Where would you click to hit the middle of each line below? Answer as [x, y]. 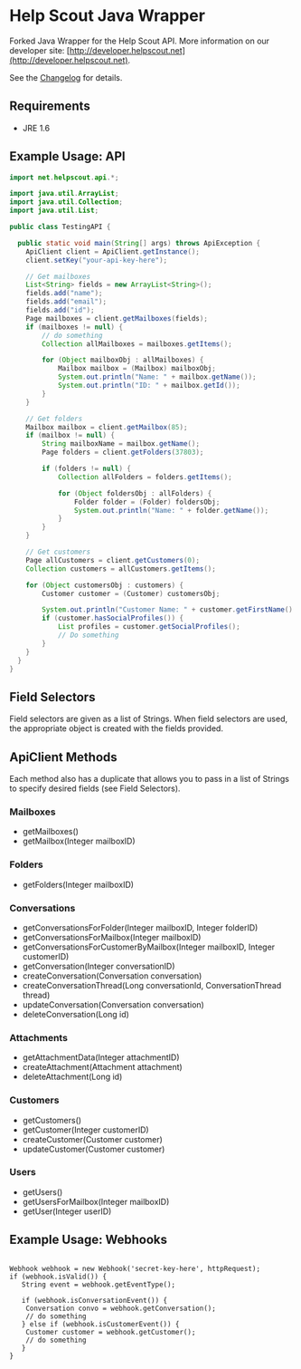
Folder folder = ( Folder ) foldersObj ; [147, 502]
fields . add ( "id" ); [60, 310]
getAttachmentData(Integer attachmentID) [101, 1057]
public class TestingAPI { [60, 227]
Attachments [38, 1037]
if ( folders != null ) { [86, 469]
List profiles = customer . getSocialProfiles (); [149, 627]
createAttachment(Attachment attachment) [102, 1067]
